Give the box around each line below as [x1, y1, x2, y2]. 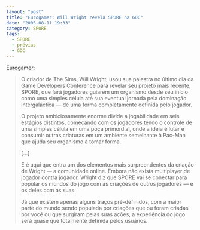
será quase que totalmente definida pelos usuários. [20, 217, 148, 224]
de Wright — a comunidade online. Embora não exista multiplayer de [20, 167, 190, 174]
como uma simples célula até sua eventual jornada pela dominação [20, 94, 187, 102]
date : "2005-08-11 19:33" [6, 20, 71, 26]
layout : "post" [6, 8, 44, 15]
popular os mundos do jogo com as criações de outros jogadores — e [20, 180, 193, 187]
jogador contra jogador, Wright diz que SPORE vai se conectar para [20, 174, 187, 181]
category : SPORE [6, 25, 47, 32]
